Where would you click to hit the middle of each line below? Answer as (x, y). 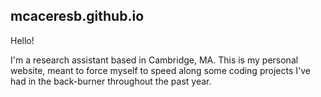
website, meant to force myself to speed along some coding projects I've (160, 70)
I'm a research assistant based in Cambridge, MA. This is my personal (154, 60)
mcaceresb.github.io (77, 16)
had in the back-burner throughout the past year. (111, 81)
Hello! (22, 40)
